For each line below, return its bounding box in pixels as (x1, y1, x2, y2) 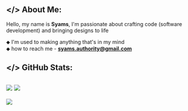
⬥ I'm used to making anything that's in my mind (6, 38, 125, 45)
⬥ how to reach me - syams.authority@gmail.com (6, 45, 132, 52)
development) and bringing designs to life (6, 27, 109, 34)
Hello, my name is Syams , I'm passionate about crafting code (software (6, 20, 183, 27)
